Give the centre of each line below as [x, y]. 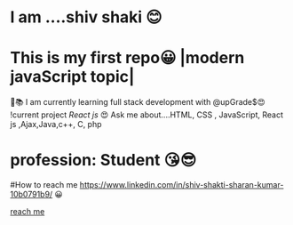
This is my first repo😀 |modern [127, 58]
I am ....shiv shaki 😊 [86, 17]
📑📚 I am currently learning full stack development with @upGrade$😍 [138, 102]
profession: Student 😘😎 [103, 161]
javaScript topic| [72, 77]
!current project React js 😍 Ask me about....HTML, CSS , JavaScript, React [146, 115]
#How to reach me [44, 185]
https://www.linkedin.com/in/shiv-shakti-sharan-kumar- [182, 185]
